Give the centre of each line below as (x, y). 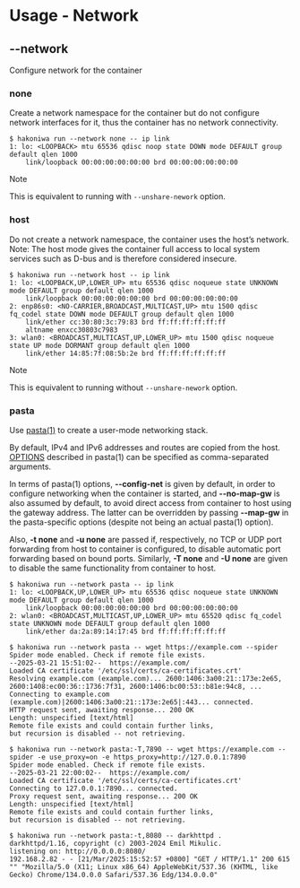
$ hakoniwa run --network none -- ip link (90, 139)
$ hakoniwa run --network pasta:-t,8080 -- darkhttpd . (116, 835)
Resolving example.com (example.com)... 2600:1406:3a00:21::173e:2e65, (146, 678)
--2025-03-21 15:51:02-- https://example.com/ (100, 663)
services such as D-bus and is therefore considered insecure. (123, 258)
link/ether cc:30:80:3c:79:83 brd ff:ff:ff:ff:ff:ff (126, 322)
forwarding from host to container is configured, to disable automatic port (145, 549)
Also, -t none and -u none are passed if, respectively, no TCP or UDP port (146, 539)
